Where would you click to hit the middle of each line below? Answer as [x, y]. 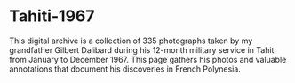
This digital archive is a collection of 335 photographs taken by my [131, 41]
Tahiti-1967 [52, 16]
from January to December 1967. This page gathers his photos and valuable [148, 59]
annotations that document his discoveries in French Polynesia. [125, 69]
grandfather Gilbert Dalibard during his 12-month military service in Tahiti [143, 49]
